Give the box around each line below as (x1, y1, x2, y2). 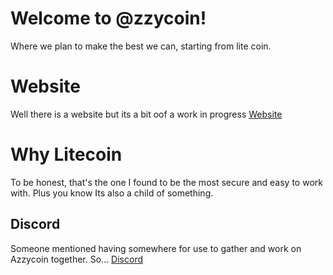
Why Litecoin (10, 143, 123, 166)
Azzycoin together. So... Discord (10, 253, 143, 265)
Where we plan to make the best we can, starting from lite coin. (10, 40, 272, 52)
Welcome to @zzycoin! (10, 7, 207, 30)
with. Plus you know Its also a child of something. (10, 187, 214, 199)
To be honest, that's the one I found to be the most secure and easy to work (10, 176, 323, 188)
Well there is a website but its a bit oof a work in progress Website (10, 108, 283, 120)
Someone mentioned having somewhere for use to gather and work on (10, 242, 302, 254)
